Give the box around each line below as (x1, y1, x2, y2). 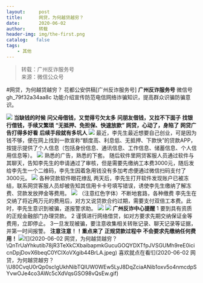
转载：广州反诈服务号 (21, 65, 74, 73)
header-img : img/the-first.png (6, 31, 85, 37)
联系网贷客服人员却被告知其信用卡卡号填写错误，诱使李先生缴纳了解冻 (16, 182, 192, 189)
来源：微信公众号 (21, 73, 64, 80)
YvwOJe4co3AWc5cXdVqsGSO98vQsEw (6, 270, 109, 277)
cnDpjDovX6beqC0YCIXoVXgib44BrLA (6, 249, 103, 256)
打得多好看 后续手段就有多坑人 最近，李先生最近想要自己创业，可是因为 (11, 129, 197, 136)
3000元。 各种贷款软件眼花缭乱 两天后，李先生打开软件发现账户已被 (6, 174, 184, 181)
